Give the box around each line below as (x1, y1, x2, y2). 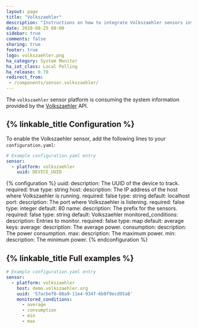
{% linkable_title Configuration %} (6, 119, 135, 130)
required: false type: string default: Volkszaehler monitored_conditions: (6, 211, 179, 218)
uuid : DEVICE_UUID (16, 169, 62, 175)
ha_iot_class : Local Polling (6, 63, 78, 70)
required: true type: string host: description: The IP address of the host (6, 186, 178, 193)
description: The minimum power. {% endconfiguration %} (6, 236, 148, 244)
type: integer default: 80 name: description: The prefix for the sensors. (6, 205, 178, 212)
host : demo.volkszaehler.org (16, 285, 88, 291)
